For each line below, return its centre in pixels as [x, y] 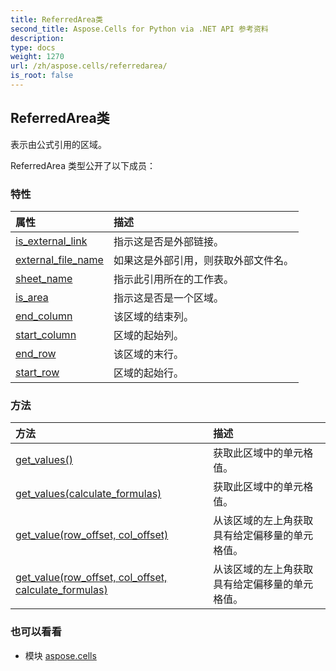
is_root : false [42, 76]
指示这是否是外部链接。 [168, 241]
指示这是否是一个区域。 [168, 298]
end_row [36, 353]
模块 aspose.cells [60, 655]
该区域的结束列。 [153, 316]
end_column [44, 316]
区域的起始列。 [148, 335]
